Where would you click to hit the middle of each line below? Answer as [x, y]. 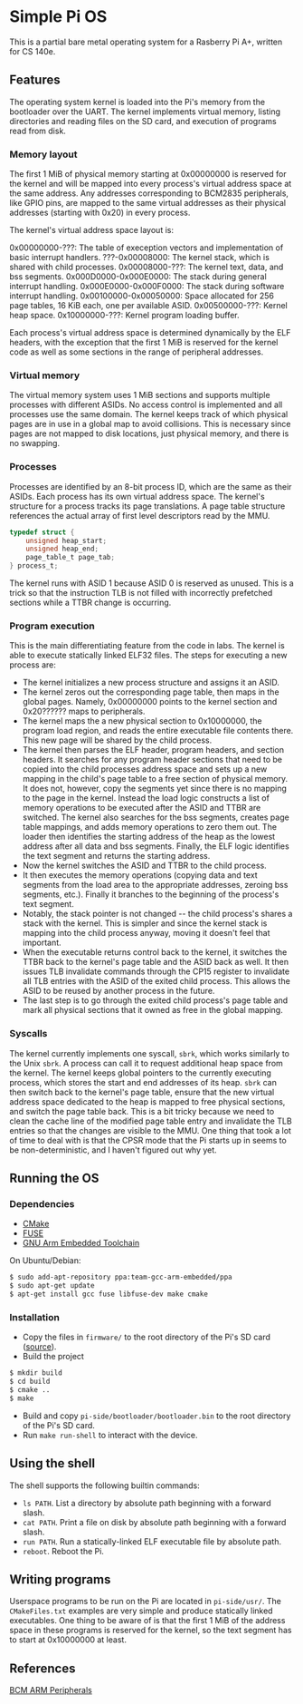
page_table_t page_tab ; [71, 558]
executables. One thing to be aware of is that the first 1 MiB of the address [147, 1621]
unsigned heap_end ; [62, 549]
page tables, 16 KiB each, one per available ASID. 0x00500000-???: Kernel [148, 306]
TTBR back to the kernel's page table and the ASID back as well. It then [156, 962]
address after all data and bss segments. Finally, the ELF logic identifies [156, 846]
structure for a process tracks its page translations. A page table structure [147, 506]
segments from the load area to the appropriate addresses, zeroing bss [155, 885]
